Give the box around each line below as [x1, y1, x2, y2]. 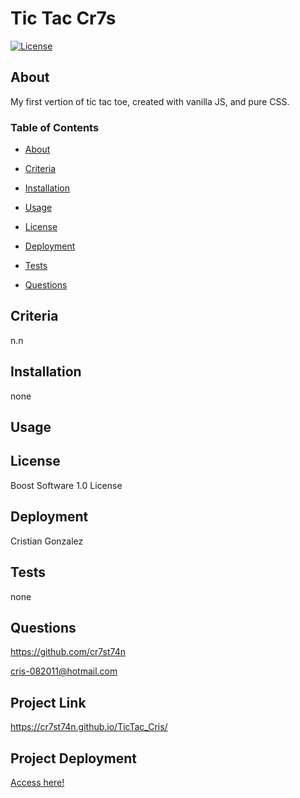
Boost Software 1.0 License [10, 479, 123, 491]
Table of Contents [10, 120, 100, 134]
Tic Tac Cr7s [10, 7, 117, 30]
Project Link [10, 694, 87, 711]
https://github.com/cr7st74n [10, 646, 126, 658]
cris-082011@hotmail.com [10, 665, 118, 677]
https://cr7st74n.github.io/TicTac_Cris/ [10, 721, 168, 733]
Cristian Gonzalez [10, 535, 84, 547]
